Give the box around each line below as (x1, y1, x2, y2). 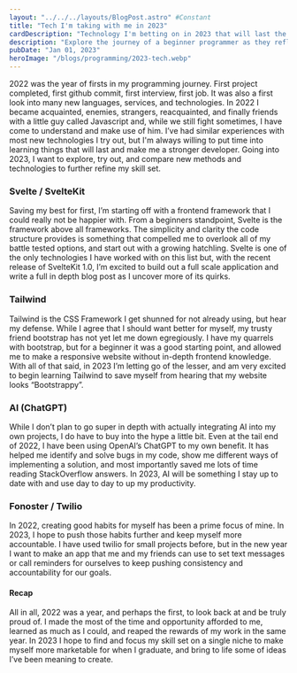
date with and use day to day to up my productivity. (9, 477, 196, 488)
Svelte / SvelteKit (9, 185, 86, 197)
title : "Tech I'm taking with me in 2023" (9, 21, 168, 30)
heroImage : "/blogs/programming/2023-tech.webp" (9, 54, 192, 63)
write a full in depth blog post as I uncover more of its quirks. (9, 271, 232, 282)
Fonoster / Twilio (9, 499, 83, 512)
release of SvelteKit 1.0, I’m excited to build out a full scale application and (9, 262, 279, 273)
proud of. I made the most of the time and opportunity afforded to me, (9, 616, 263, 627)
